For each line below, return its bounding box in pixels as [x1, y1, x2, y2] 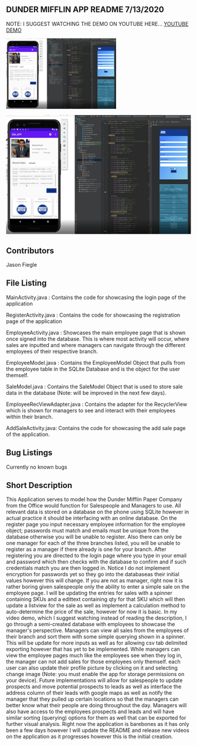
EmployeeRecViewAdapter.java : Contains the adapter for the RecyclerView [6, 401, 188, 408]
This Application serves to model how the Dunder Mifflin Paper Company [6, 496, 183, 503]
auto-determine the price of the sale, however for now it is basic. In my [6, 608, 178, 616]
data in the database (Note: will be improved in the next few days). [6, 389, 167, 396]
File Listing [6, 278, 47, 288]
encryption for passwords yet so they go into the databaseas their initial [6, 571, 180, 578]
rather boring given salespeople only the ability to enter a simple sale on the [6, 583, 189, 590]
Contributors [6, 246, 55, 256]
